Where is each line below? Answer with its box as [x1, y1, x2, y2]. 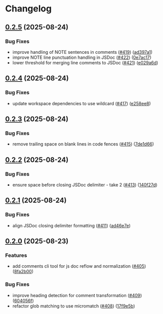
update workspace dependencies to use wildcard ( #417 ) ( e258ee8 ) [12, 100, 151, 106]
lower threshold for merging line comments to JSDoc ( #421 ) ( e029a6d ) [12, 59, 159, 65]
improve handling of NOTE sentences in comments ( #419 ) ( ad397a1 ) [12, 49, 153, 55]
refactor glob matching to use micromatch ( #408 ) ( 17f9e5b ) [12, 303, 136, 309]
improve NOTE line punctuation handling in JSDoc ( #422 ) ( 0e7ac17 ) [12, 54, 152, 60]
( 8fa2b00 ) [12, 269, 34, 275]
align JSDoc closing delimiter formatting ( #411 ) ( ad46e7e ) [12, 222, 131, 228]
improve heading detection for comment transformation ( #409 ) [12, 292, 142, 298]
